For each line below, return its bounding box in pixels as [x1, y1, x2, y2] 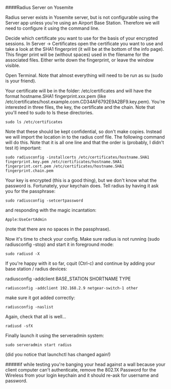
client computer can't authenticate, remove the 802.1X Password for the [5, 367, 157, 373]
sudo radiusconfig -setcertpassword [5, 198, 83, 203]
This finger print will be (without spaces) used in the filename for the [5, 51, 150, 57]
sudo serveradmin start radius [5, 342, 72, 347]
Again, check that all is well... [5, 314, 66, 320]
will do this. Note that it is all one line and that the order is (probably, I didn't [5, 140, 164, 145]
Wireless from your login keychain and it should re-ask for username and [5, 372, 159, 378]
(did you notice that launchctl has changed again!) [5, 352, 111, 357]
